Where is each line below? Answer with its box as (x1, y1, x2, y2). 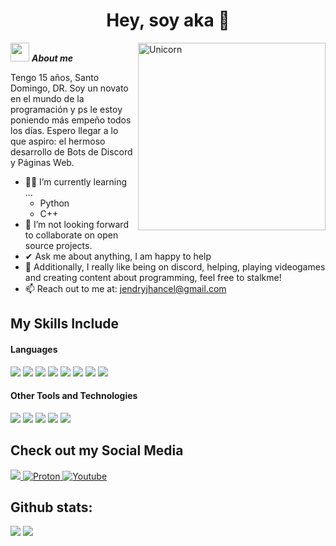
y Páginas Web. (10, 156, 75, 168)
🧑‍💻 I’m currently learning (24, 175, 128, 188)
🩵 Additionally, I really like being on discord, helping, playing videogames (24, 260, 326, 273)
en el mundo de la (10, 92, 85, 104)
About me (31, 52, 74, 64)
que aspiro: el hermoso (10, 135, 106, 147)
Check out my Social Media (10, 442, 184, 459)
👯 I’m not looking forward (24, 218, 129, 230)
